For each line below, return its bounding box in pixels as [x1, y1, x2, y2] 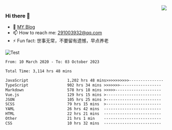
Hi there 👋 [5, 12, 31, 19]
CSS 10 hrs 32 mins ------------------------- [5, 120, 161, 126]
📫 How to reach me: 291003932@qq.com [12, 30, 102, 36]
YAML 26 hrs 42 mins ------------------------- [5, 106, 161, 112]
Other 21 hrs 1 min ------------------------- [5, 116, 161, 121]
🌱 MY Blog [12, 24, 35, 30]
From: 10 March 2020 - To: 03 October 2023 [5, 59, 100, 64]
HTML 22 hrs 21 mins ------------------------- [5, 111, 161, 117]
